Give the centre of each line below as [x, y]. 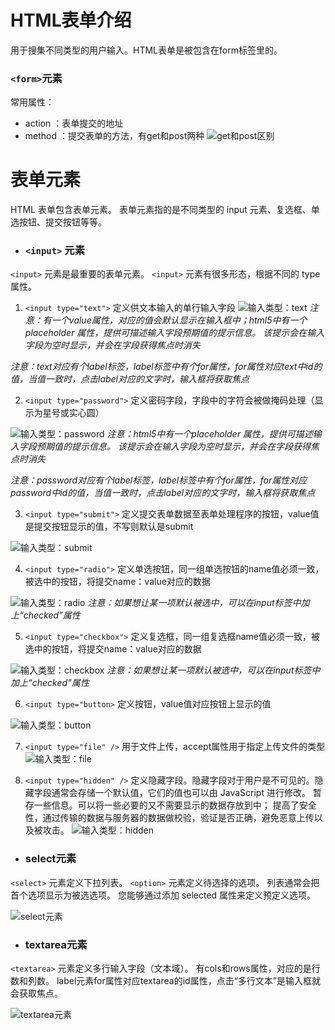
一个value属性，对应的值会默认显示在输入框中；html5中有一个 [179, 320]
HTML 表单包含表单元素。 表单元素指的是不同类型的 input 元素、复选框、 [161, 210]
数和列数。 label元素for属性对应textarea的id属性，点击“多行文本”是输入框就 [165, 981]
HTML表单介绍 [71, 20]
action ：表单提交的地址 [74, 123]
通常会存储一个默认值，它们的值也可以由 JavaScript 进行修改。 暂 [186, 793]
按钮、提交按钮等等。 [62, 222]
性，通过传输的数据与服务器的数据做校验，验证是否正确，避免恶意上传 [169, 818]
